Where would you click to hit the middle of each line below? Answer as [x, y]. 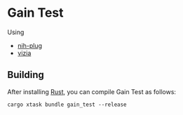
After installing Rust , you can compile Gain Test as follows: [92, 91]
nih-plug [30, 45]
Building [26, 75]
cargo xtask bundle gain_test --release [67, 105]
